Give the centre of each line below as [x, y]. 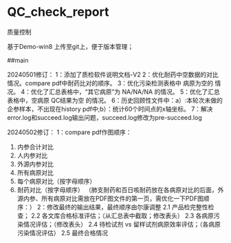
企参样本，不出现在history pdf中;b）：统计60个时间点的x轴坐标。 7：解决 [110, 109]
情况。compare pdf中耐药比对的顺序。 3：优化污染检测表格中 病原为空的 [110, 83]
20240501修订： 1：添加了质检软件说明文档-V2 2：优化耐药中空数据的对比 [113, 74]
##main [18, 60]
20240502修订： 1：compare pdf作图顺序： [69, 132]
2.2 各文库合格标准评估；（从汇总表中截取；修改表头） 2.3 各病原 [122, 215]
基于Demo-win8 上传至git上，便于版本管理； [70, 46]
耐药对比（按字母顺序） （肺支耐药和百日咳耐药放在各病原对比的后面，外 [120, 189]
